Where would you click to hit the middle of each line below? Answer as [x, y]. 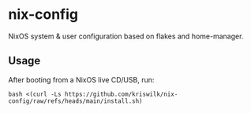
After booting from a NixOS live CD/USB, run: [81, 79]
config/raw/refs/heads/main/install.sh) [76, 101]
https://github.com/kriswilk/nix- [121, 94]
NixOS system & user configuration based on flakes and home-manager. [126, 36]
